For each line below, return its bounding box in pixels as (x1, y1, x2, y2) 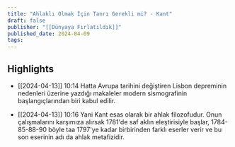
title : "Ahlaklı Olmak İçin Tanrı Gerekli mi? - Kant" (7, 10, 173, 18)
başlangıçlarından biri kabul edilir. (17, 96, 115, 105)
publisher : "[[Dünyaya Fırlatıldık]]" (7, 23, 122, 30)
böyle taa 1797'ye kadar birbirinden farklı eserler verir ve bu (48, 125, 222, 134)
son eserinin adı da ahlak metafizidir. (17, 132, 125, 141)
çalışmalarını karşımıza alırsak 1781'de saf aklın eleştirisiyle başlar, (17, 117, 210, 126)
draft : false (7, 17, 46, 24)
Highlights (7, 63, 55, 75)
